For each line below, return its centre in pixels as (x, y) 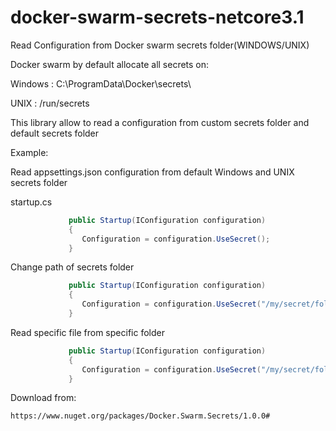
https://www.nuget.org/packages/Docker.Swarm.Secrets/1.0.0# (140, 416)
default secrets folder (55, 133)
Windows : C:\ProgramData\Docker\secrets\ (101, 83)
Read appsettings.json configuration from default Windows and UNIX (152, 172)
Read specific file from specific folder (87, 332)
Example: (29, 152)
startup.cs (31, 202)
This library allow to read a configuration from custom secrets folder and (160, 122)
